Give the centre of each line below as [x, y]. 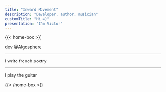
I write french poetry [26, 61]
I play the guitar [21, 75]
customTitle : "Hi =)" [27, 19]
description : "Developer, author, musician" [52, 14]
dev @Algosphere [23, 47]
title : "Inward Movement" [32, 10]
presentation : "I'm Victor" [34, 23]
